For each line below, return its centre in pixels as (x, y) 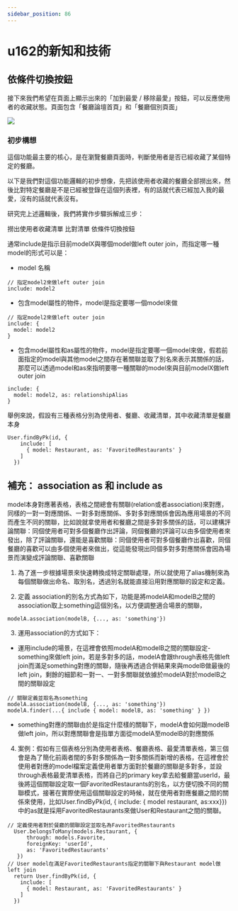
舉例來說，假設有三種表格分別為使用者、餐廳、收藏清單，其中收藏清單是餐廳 (119, 415)
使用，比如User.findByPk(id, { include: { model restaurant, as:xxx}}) (129, 801)
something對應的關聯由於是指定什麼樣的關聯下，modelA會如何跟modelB (124, 725)
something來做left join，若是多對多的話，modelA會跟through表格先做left (124, 656)
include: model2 (31, 289)
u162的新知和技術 (59, 51)
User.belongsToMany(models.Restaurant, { (76, 831)
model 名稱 (34, 267)
